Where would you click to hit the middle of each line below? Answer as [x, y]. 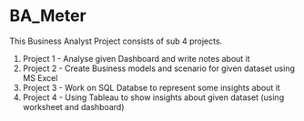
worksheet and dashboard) [73, 106]
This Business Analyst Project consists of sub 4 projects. [116, 41]
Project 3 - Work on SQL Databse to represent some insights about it [151, 87]
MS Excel [40, 77]
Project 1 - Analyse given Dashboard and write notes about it [136, 58]
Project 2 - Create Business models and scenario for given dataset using [159, 68]
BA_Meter [48, 16]
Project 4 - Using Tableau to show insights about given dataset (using [153, 97]
